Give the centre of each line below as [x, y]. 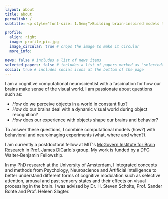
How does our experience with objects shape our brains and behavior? [85, 120]
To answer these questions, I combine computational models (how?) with [80, 130]
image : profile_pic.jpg [34, 42]
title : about [19, 14]
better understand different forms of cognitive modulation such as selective [83, 176]
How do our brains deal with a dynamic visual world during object [80, 109]
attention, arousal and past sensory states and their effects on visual [76, 181]
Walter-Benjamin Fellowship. [34, 155]
